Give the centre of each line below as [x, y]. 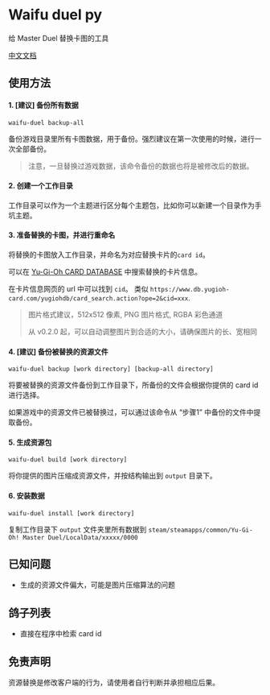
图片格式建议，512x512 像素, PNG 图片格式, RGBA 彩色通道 [125, 314]
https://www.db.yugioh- [190, 289]
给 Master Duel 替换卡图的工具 [59, 38]
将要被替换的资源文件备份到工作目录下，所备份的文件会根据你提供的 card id [133, 385]
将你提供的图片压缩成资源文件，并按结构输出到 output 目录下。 [112, 476]
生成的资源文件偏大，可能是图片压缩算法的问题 [97, 585]
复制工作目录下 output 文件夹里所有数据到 [78, 529]
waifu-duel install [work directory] [72, 513]
